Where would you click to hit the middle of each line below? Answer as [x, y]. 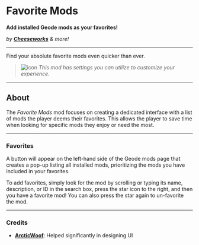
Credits [17, 222]
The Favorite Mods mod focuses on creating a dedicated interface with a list [99, 112]
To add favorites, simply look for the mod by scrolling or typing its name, [94, 183]
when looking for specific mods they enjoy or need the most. [80, 125]
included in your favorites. [38, 171]
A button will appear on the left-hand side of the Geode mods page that [93, 159]
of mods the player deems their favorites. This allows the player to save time [99, 118]
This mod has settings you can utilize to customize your [107, 67]
